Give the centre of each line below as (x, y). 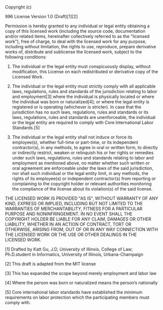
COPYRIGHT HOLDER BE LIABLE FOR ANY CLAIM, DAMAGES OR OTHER (78, 219)
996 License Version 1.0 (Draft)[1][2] (41, 16)
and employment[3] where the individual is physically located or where (83, 97)
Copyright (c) (18, 7)
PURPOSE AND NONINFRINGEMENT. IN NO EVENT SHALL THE (69, 214)
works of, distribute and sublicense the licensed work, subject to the (73, 52)
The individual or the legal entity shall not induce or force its (72, 137)
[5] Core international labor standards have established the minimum (74, 292)
